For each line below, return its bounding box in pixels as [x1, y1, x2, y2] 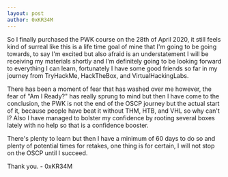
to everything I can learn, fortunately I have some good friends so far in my [7, 64, 218, 72]
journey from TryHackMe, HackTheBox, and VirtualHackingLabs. [7, 71, 189, 79]
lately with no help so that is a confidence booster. [7, 121, 149, 129]
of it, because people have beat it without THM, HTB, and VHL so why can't [7, 107, 220, 115]
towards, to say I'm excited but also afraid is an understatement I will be [7, 49, 209, 58]
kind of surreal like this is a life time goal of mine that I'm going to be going [7, 42, 217, 51]
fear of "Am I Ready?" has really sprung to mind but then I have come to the [7, 92, 220, 100]
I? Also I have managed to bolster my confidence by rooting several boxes [7, 113, 215, 122]
